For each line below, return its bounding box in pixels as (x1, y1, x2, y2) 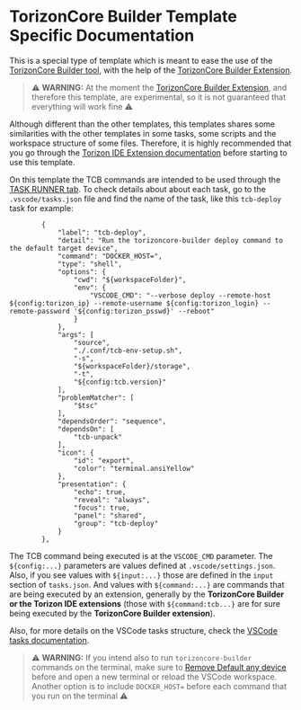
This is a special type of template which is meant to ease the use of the (9, 55, 273, 66)
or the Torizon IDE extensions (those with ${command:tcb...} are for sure (9, 598, 281, 608)
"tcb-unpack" (73, 432, 123, 441)
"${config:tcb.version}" (73, 377, 167, 386)
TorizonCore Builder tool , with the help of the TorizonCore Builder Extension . (9, 65, 293, 75)
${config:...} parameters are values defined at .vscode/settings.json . (9, 560, 276, 571)
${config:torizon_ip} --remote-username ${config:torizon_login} (9, 298, 259, 307)
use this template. (9, 156, 75, 167)
